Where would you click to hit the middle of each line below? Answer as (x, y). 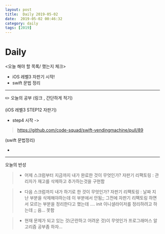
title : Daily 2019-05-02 (31, 14)
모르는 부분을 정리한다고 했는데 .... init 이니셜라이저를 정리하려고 (91, 204)
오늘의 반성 (16, 165)
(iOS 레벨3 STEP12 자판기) (31, 110)
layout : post (18, 10)
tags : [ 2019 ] (18, 28)
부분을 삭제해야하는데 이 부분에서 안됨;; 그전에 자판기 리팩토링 (89, 198)
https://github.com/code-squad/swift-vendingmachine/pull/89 (80, 130)
